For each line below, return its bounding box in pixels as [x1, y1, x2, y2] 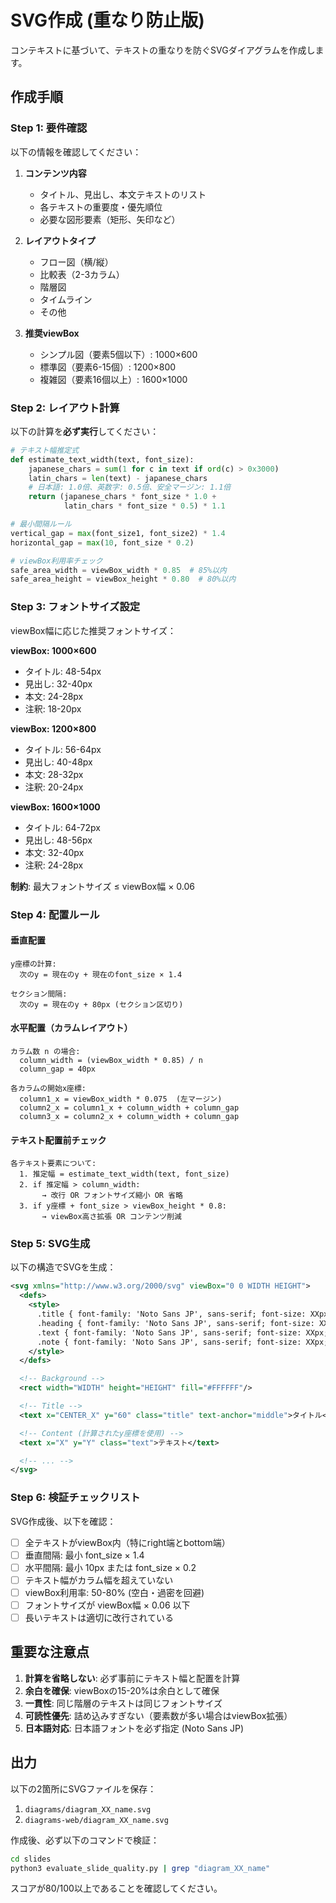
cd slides [10, 1854, 52, 1864]
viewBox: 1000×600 [10, 644, 97, 656]
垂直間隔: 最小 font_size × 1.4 [24, 1549, 145, 1561]
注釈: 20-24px [24, 781, 84, 793]
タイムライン [39, 293, 93, 305]
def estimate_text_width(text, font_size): [10, 454, 195, 465]
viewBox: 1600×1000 [10, 801, 101, 813]
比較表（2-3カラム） [39, 268, 125, 280]
